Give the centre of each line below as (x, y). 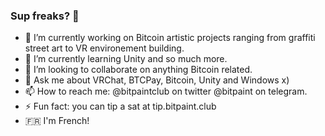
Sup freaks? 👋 (45, 16)
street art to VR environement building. (104, 48)
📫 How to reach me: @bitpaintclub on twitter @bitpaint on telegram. (166, 91)
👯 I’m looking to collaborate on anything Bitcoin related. (138, 70)
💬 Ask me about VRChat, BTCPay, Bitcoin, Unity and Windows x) (157, 80)
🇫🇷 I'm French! (57, 121)
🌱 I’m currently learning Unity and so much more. (126, 59)
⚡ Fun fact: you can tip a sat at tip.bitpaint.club (120, 106)
